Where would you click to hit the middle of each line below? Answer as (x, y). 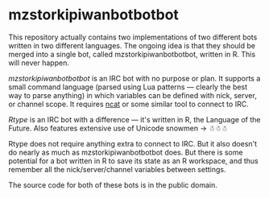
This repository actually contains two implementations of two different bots (133, 37)
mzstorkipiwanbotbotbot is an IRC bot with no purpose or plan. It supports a (134, 78)
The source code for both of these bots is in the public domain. (113, 185)
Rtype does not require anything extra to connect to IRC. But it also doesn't (133, 143)
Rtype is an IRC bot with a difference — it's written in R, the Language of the (134, 119)
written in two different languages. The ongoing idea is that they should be (132, 45)
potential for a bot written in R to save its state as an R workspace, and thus (134, 161)
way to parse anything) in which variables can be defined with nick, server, (133, 95)
